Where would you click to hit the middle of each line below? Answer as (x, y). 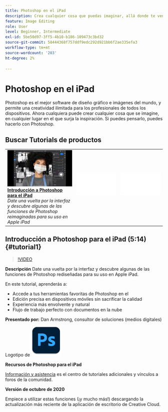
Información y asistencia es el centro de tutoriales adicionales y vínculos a (82, 374)
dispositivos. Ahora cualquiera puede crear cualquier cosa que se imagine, (82, 113)
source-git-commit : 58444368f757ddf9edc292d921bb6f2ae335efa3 (71, 43)
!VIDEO (25, 259)
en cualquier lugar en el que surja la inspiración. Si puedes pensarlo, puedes (84, 119)
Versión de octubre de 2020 (35, 389)
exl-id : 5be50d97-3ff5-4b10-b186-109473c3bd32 (54, 37)
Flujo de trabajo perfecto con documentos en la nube (67, 310)
